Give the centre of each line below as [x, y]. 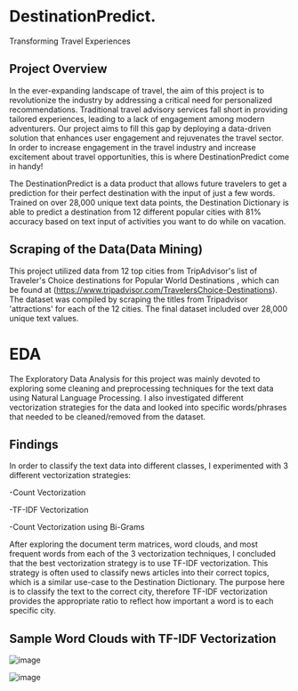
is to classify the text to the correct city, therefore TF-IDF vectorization [139, 592]
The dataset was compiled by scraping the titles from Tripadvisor [129, 299]
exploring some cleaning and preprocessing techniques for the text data [141, 388]
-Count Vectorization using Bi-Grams [77, 527]
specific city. [32, 611]
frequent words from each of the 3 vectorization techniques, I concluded [142, 554]
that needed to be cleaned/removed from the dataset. [108, 417]
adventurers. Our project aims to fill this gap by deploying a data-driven [140, 128]
